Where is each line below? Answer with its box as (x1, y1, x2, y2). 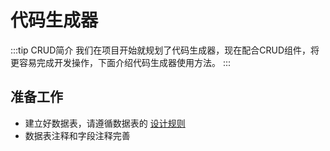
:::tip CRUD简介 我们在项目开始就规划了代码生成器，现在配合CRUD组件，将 (10, 44, 320, 56)
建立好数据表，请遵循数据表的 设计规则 (24, 117, 186, 129)
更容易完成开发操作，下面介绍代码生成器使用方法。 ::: (10, 56, 232, 68)
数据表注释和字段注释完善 (24, 129, 131, 141)
